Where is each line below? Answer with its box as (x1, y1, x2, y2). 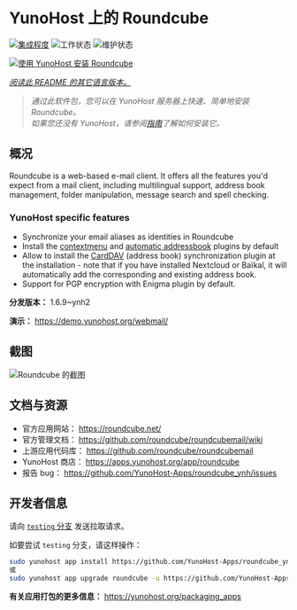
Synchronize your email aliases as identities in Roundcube (21, 231, 234, 242)
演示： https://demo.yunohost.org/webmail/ (9, 316, 169, 326)
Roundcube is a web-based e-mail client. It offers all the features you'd (9, 170, 268, 181)
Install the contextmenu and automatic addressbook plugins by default (21, 241, 279, 252)
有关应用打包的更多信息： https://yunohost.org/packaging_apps (9, 591, 241, 602)
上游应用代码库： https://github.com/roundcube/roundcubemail (21, 445, 254, 456)
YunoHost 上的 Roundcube (9, 8, 209, 28)
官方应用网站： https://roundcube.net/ (21, 423, 162, 434)
